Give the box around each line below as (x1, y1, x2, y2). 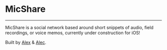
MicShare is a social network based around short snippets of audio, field (5, 24, 154, 30)
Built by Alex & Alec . (5, 39, 46, 45)
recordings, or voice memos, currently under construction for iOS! (5, 30, 141, 36)
